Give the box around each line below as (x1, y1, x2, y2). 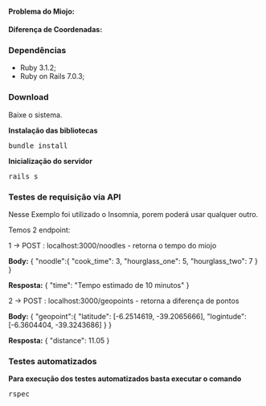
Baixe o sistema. (8, 109, 63, 120)
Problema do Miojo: (8, 6, 75, 16)
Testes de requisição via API (8, 191, 121, 203)
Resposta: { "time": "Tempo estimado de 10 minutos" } (8, 281, 190, 290)
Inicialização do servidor (8, 156, 92, 166)
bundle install (8, 141, 68, 150)
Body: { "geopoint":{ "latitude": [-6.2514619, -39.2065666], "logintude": (8, 312, 247, 322)
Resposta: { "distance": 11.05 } (8, 336, 110, 346)
